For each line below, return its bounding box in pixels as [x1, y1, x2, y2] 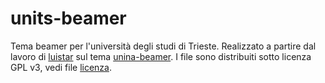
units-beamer [10, 7, 127, 30]
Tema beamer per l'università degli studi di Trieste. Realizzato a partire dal [10, 40, 317, 52]
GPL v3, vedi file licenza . [10, 61, 112, 73]
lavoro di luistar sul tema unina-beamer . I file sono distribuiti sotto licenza [10, 50, 312, 62]
